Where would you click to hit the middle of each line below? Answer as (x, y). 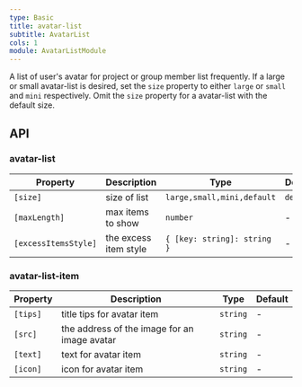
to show (122, 223)
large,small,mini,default (221, 197)
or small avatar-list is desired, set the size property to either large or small (147, 86)
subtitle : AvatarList (50, 34)
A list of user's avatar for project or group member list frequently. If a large (147, 76)
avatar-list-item (44, 276)
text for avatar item (102, 355)
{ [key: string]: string (218, 238)
